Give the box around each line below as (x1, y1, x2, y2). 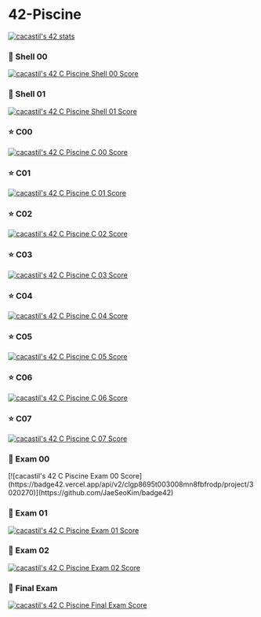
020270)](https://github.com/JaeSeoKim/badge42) (8, 488, 174, 498)
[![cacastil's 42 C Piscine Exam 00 (8, 472, 119, 481)
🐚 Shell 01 (8, 89, 46, 100)
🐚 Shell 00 (8, 51, 49, 62)
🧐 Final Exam (8, 582, 58, 593)
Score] (120, 472, 143, 481)
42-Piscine (8, 6, 82, 24)
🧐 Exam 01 (8, 508, 49, 519)
